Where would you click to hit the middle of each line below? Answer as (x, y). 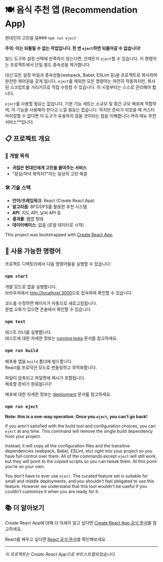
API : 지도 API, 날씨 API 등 (37, 213)
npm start (16, 276)
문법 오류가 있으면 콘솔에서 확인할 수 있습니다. (49, 310)
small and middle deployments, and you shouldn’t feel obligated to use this (80, 481)
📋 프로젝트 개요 (27, 139)
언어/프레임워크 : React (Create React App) (53, 200)
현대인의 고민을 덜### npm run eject (41, 38)
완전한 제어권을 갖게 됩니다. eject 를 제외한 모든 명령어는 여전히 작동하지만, (76, 81)
